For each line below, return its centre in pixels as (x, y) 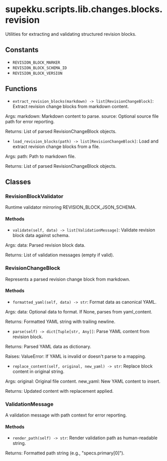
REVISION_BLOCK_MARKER (36, 62)
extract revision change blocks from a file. (56, 146)
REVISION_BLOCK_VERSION (37, 73)
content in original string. (38, 371)
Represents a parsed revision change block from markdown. (68, 279)
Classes (18, 182)
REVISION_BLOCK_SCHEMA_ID (39, 68)
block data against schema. (41, 236)
